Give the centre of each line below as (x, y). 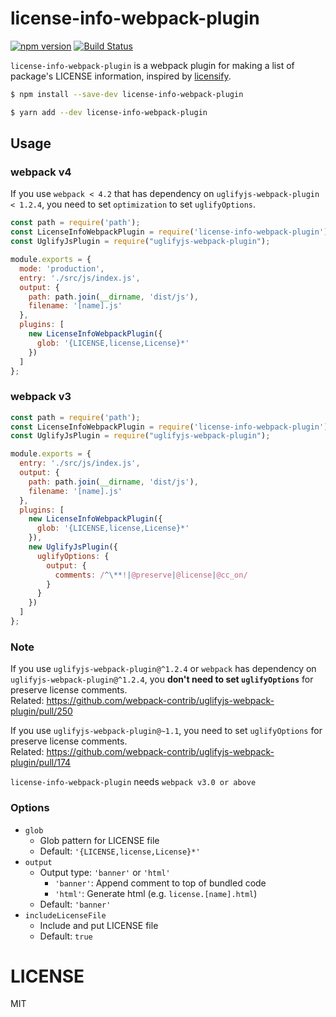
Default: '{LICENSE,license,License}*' (120, 851)
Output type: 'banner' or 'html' (105, 872)
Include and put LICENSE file (99, 925)
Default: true (66, 936)
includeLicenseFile (65, 915)
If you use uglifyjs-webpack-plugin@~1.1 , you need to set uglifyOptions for (166, 731)
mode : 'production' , (62, 268)
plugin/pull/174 (41, 763)
